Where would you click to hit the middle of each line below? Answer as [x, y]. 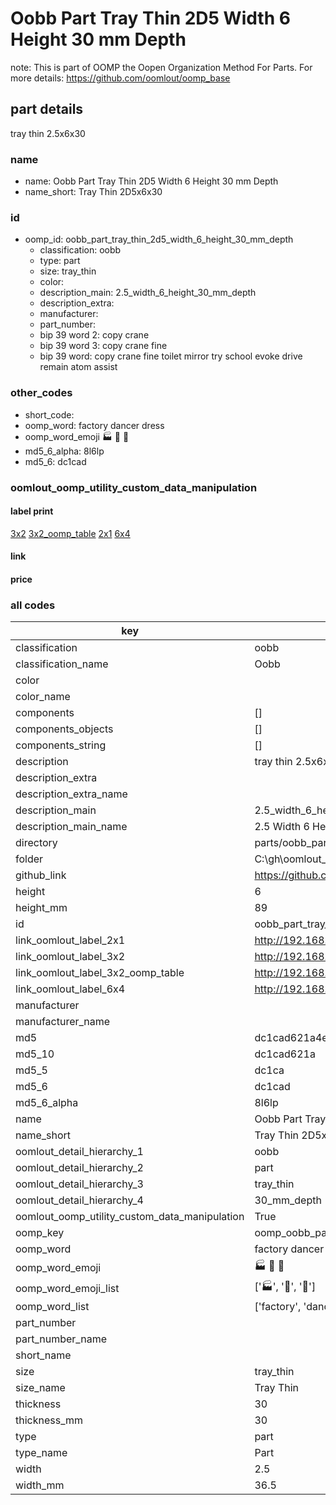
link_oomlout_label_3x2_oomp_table [100, 973]
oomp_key [40, 1233]
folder [29, 859]
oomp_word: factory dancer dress [94, 425]
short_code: [49, 414]
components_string [61, 745]
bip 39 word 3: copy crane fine [103, 346]
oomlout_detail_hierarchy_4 [79, 1200]
